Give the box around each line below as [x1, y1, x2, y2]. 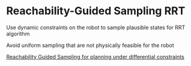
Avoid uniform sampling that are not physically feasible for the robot [6, 42, 174, 49]
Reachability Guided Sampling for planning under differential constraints [6, 53, 184, 60]
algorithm [6, 30, 30, 37]
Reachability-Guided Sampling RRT [6, 4, 186, 18]
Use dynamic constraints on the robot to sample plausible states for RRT [6, 24, 186, 31]
